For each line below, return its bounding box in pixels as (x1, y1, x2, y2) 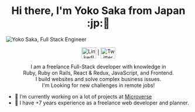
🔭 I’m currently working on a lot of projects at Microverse (14, 93, 152, 100)
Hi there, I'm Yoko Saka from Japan (11, 4, 186, 17)
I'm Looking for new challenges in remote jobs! (42, 82, 155, 89)
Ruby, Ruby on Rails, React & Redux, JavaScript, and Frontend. (23, 69, 174, 76)
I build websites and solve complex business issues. (35, 75, 162, 82)
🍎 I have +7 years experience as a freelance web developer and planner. (14, 99, 189, 106)
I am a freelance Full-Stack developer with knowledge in (30, 63, 166, 70)
